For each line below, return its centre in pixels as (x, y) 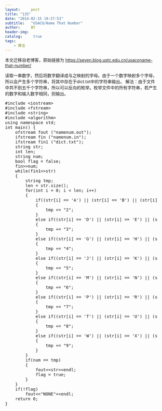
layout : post (22, 9)
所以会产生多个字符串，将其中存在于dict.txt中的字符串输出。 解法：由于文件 (80, 81)
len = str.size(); (47, 185)
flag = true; (51, 374)
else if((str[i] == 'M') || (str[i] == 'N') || (93, 277)
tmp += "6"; (60, 287)
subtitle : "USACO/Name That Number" (44, 23)
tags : (10, 41)
